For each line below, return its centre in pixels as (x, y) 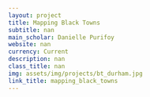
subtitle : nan (32, 30)
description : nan (37, 59)
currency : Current (38, 52)
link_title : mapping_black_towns (63, 81)
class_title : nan (37, 66)
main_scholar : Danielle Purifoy (61, 37)
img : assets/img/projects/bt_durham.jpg (76, 74)
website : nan (30, 45)
